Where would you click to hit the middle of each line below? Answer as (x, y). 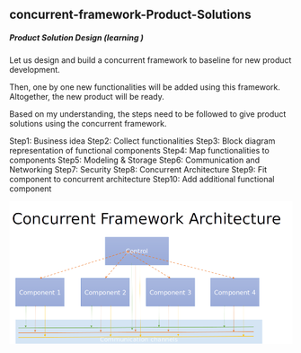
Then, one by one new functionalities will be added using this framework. (145, 87)
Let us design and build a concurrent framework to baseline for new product (150, 60)
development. (35, 70)
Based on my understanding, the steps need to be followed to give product (148, 114)
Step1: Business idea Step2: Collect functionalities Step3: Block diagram (142, 141)
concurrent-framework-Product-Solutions (130, 15)
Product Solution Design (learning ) (76, 37)
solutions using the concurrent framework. (88, 124)
